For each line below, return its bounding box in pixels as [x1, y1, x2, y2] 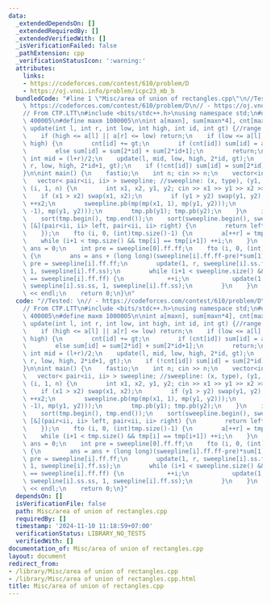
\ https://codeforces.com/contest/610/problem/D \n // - [23, 102, 211, 110]
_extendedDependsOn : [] [15, 19, 95, 27]
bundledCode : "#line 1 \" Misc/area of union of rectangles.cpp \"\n [15, 94, 248, 103]
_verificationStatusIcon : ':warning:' [15, 57, 147, 65]
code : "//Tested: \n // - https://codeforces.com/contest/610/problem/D [15, 297, 262, 305]
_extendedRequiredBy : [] [15, 27, 99, 35]
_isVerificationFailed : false [15, 42, 117, 50]
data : [8, 11, 27, 20]
